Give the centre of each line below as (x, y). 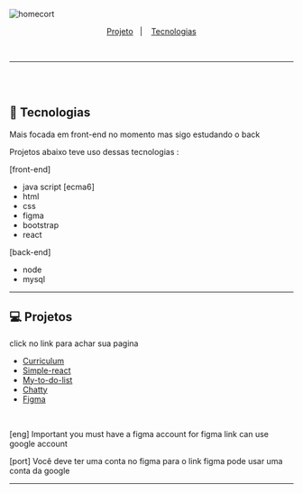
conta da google (40, 470)
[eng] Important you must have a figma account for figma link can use (139, 434)
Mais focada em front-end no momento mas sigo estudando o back (135, 134)
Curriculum (43, 361)
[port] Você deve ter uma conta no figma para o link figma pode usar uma (146, 461)
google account (38, 443)
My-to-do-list (47, 379)
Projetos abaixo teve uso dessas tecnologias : (94, 151)
